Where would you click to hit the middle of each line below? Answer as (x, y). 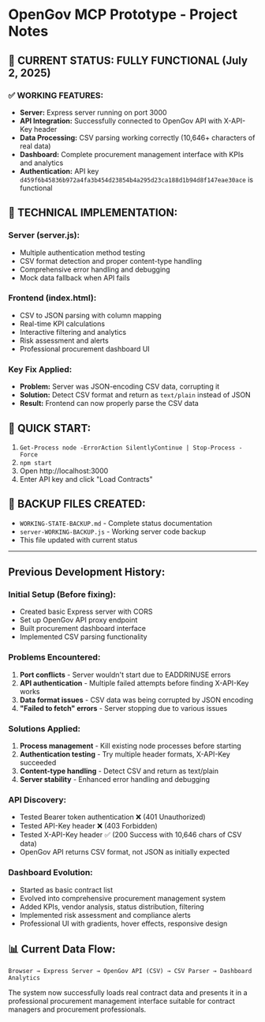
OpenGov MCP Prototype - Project (123, 15)
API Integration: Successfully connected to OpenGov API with (121, 121)
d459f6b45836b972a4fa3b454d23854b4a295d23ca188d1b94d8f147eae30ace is (136, 179)
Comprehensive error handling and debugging (95, 269)
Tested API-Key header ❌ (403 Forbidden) (88, 826)
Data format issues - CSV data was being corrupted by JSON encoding (136, 700)
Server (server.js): (44, 235)
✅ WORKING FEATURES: (56, 95)
